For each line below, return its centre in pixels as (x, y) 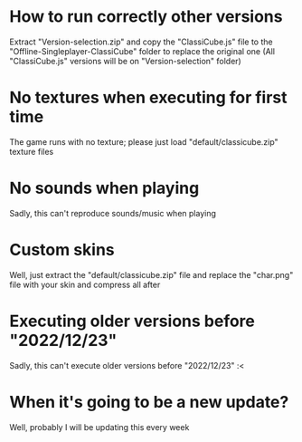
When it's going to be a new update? (149, 402)
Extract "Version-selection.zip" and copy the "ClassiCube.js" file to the (141, 42)
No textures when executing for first (148, 98)
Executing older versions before (132, 321)
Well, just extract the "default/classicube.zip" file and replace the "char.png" (151, 274)
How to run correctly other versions (146, 17)
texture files (32, 151)
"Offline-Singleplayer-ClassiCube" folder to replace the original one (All (142, 51)
